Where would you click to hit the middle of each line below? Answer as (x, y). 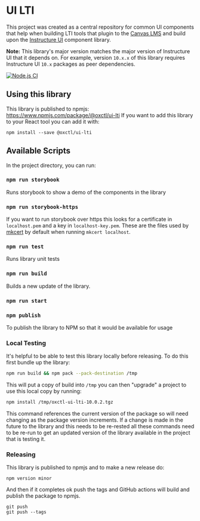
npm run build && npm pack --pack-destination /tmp (72, 374)
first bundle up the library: (38, 362)
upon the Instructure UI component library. (59, 39)
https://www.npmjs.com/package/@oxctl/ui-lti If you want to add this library (100, 115)
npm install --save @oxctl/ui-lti (49, 132)
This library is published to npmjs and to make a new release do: (85, 468)
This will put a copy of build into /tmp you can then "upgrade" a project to (96, 385)
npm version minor (29, 479)
